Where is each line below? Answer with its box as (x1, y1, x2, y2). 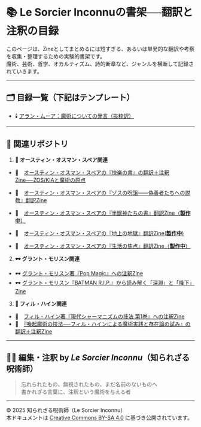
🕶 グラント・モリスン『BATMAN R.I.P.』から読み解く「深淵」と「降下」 (14, 279, 195, 286)
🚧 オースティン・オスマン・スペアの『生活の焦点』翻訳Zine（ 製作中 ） (14, 242, 191, 249)
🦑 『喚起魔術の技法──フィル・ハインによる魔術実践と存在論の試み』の (14, 320, 191, 327)
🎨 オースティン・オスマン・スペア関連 (14, 156, 108, 163)
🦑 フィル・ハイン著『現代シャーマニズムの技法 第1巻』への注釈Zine (14, 312, 185, 320)
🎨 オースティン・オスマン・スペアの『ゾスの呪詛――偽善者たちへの (14, 189, 185, 196)
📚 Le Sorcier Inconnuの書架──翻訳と (6, 5, 193, 19)
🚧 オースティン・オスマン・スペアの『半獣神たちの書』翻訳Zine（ (14, 209, 181, 216)
